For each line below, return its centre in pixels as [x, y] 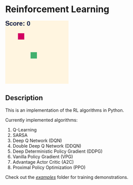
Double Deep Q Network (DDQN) [47, 146]
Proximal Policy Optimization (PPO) [49, 167]
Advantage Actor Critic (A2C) [43, 162]
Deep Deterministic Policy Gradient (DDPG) [57, 151]
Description [24, 98]
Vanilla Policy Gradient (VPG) [43, 156]
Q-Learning [25, 129]
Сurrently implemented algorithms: [41, 120]
